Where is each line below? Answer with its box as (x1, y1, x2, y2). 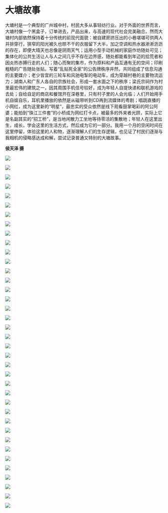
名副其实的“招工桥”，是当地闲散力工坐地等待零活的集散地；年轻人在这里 (9, 116, 158, 122)
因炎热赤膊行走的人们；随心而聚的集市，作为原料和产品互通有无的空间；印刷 (5, 60, 163, 66)
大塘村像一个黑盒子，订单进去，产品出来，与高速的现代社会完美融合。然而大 (5, 28, 163, 34)
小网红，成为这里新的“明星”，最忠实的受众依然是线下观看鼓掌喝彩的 (5, 103, 145, 109)
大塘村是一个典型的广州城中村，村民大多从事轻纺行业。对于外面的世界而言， (5, 22, 163, 28)
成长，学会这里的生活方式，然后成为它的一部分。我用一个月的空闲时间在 (13, 122, 163, 128)
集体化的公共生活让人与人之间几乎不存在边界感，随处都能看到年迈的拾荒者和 (5, 53, 163, 59)
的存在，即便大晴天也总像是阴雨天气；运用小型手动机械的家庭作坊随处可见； (5, 47, 163, 53)
